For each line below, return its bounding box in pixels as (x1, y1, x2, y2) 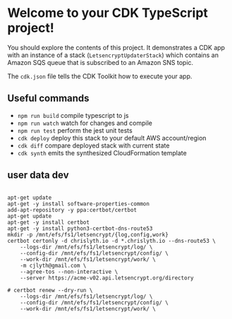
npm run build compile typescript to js (17, 111, 129, 119)
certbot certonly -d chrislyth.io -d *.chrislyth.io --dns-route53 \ (7, 237, 216, 244)
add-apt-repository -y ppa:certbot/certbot (7, 206, 138, 213)
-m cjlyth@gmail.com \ (20, 262, 87, 269)
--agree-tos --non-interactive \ (20, 268, 118, 275)
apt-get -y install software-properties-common (7, 200, 150, 207)
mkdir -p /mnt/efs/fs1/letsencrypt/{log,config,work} (7, 231, 169, 238)
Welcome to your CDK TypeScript (7, 5, 208, 21)
